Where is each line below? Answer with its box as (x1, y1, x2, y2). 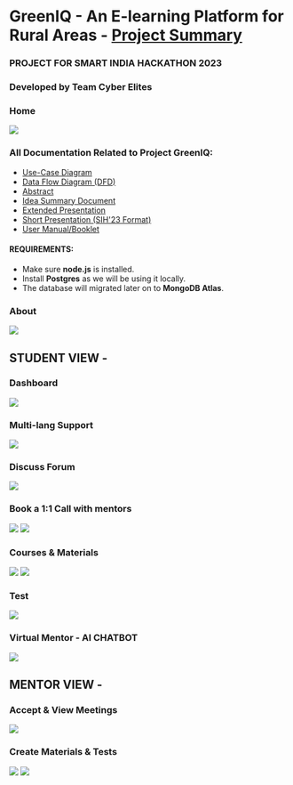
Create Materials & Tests (9, 746, 118, 758)
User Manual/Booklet (21, 223, 100, 234)
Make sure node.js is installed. (21, 263, 135, 274)
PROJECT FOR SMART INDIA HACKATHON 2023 (9, 57, 223, 69)
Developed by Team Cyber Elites (9, 81, 153, 93)
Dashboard (9, 376, 59, 389)
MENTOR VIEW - (9, 676, 103, 692)
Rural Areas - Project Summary (9, 25, 242, 45)
